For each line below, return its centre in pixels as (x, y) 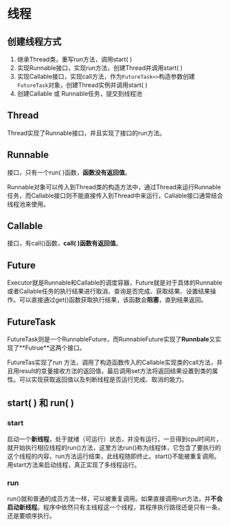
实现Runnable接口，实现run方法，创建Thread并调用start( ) (100, 68)
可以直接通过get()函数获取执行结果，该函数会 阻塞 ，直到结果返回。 (113, 300)
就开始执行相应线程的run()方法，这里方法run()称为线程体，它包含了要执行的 (114, 447)
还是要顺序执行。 (31, 516)
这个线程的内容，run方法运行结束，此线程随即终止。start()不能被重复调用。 (114, 456)
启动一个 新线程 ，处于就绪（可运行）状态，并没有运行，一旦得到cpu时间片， (115, 439)
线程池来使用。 (28, 204)
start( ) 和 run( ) (41, 403)
